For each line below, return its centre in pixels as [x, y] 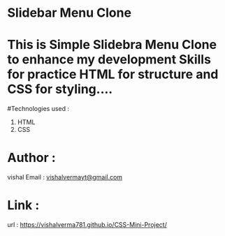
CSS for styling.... [60, 89]
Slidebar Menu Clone [69, 13]
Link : [23, 206]
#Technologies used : [38, 109]
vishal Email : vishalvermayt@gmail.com [65, 177]
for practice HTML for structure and [113, 74]
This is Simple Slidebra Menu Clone [112, 45]
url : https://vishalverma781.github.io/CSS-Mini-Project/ [87, 224]
